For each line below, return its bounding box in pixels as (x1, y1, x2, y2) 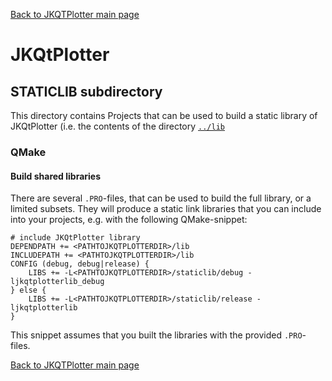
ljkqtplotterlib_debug (10, 277, 105, 287)
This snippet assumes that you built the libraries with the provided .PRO (10, 329, 303, 341)
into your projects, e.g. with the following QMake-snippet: (10, 214, 248, 226)
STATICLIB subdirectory (10, 83, 163, 100)
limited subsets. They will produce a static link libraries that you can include (10, 203, 322, 215)
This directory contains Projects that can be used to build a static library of (10, 110, 318, 121)
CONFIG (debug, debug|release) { (10, 259, 150, 269)
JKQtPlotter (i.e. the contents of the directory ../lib (10, 120, 225, 132)
